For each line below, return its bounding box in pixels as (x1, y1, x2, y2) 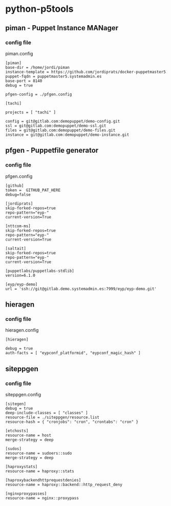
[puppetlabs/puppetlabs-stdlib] (5, 268, 74, 273)
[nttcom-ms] (5, 224, 31, 229)
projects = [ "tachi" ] (5, 110, 56, 115)
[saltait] (5, 246, 27, 251)
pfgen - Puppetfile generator (5, 146, 99, 155)
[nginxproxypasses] (5, 491, 47, 496)
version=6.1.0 (5, 273, 36, 278)
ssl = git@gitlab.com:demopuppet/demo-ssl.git (5, 123, 106, 128)
